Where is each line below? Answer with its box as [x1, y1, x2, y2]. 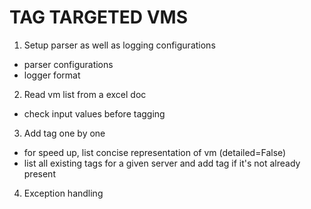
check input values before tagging [23, 107, 166, 120]
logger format [23, 69, 81, 81]
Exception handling [23, 187, 104, 199]
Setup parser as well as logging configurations [23, 39, 216, 51]
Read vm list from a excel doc [23, 88, 147, 100]
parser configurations [23, 58, 114, 70]
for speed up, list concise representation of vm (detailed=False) [23, 146, 287, 158]
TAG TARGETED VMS [9, 6, 188, 29]
